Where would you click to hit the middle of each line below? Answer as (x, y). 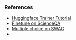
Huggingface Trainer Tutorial (41, 18)
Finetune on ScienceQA (36, 23)
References (19, 7)
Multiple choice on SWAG (38, 29)
